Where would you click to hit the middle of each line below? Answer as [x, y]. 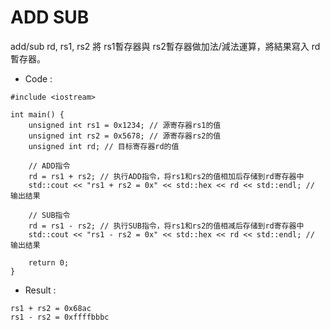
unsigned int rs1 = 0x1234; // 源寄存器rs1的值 [125, 125]
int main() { [37, 114]
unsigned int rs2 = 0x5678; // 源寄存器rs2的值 [125, 136]
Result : [40, 290]
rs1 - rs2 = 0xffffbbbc [60, 317]
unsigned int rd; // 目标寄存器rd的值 [104, 146]
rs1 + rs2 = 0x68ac [51, 308]
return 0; [49, 262]
